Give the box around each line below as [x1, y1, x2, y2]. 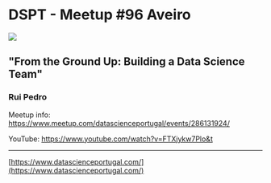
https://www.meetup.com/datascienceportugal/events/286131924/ [8, 118, 230, 128]
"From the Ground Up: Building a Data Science [8, 55, 245, 69]
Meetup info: [8, 110, 51, 120]
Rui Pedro [8, 91, 48, 103]
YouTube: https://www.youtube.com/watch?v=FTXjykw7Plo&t [8, 134, 214, 144]
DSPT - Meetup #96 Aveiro [8, 6, 191, 24]
